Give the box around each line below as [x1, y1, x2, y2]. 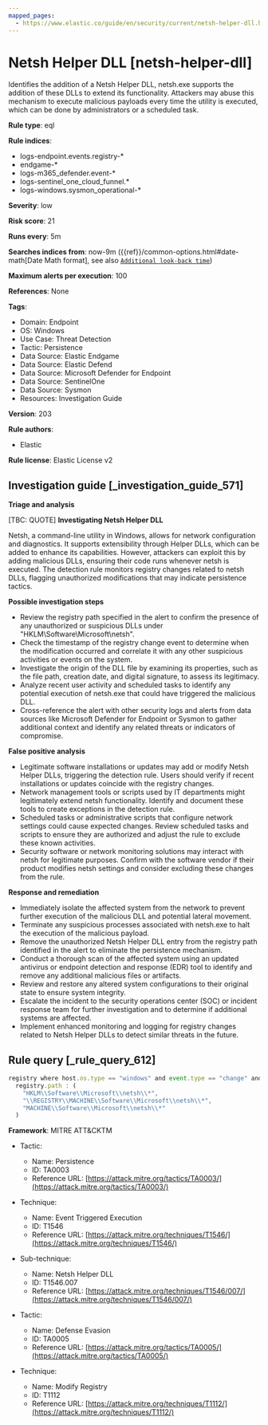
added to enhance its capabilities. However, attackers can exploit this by [8, 548, 246, 557]
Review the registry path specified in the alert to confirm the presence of [19, 612, 259, 622]
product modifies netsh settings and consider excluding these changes [19, 864, 254, 873]
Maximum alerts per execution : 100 [8, 271, 128, 281]
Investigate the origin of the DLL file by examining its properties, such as [19, 663, 258, 673]
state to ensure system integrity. [19, 988, 126, 998]
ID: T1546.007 [31, 1277, 78, 1288]
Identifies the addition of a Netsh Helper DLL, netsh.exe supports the [8, 80, 234, 89]
